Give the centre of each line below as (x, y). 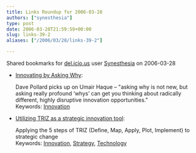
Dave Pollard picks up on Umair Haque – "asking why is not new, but (101, 87)
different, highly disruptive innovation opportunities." (81, 100)
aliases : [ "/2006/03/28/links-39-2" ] (55, 40)
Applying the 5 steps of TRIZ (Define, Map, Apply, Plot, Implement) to (102, 130)
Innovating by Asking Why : (49, 75)
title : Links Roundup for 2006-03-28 (55, 12)
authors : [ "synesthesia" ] (39, 18)
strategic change (36, 136)
